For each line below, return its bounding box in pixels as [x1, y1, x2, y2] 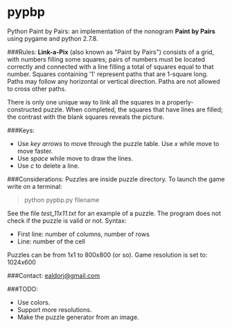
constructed [7, 105, 42, 113]
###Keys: [7, 126, 35, 134]
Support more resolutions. [17, 305, 92, 313]
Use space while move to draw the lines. [17, 154, 134, 163]
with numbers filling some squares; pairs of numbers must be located [7, 55, 206, 63]
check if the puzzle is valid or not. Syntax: [7, 216, 127, 225]
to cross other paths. [7, 84, 67, 93]
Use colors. [17, 298, 51, 307]
